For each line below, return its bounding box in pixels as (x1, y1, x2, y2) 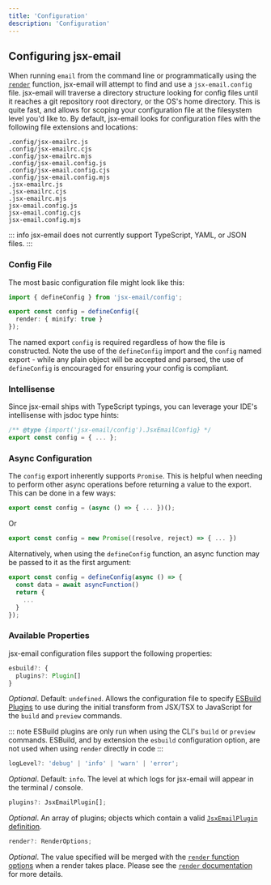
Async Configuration (8, 453, 93, 464)
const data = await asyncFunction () (15, 581, 139, 589)
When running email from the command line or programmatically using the (8, 70, 257, 81)
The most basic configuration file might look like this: (8, 277, 184, 287)
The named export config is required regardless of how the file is (8, 338, 226, 347)
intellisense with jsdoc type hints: (8, 411, 120, 420)
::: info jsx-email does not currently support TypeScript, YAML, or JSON (8, 230, 247, 240)
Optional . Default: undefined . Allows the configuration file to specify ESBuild (8, 694, 261, 704)
